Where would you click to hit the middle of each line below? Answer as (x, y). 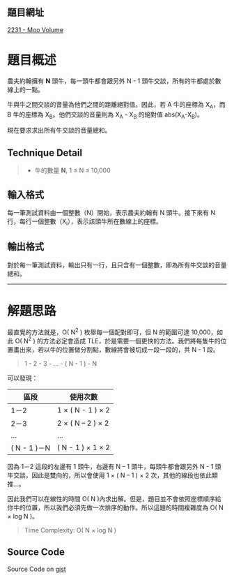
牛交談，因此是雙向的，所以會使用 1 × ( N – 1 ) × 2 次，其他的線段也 (103, 475)
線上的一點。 (25, 89)
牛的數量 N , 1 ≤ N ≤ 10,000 (73, 170)
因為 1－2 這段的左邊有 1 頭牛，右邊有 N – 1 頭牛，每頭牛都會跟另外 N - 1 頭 (114, 466)
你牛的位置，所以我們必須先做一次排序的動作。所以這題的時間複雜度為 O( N (116, 507)
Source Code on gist (37, 569)
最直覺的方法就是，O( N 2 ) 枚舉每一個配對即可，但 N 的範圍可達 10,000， (112, 332)
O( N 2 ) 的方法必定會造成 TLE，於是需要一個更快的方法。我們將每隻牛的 (118, 340)
